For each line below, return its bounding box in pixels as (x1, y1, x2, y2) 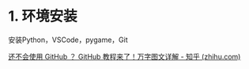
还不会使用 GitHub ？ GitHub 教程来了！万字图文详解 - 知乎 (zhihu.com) (8, 52, 241, 61)
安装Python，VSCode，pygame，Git (8, 35, 128, 44)
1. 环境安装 (8, 7, 77, 25)
